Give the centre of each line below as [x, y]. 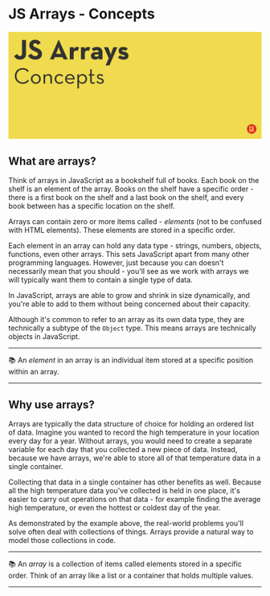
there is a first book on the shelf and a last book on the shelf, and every [126, 198]
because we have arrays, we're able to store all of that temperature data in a [135, 458]
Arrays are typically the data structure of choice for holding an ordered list [131, 424]
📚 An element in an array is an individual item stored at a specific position [131, 360]
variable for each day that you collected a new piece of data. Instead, [123, 450]
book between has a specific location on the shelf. [92, 206]
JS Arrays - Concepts [82, 14]
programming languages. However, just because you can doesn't [116, 263]
